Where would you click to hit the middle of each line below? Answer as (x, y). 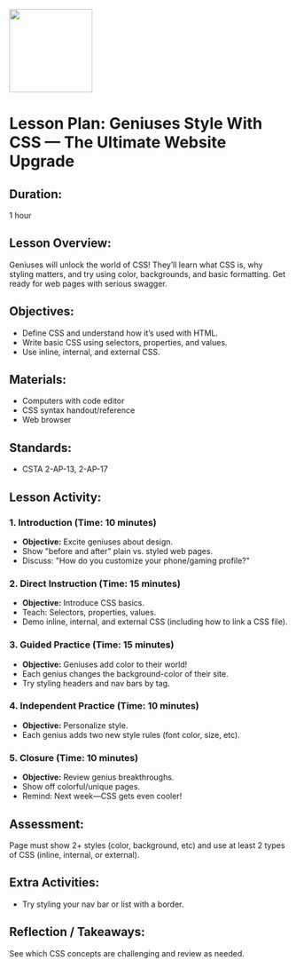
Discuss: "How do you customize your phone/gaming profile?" (136, 560)
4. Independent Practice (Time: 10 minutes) (104, 706)
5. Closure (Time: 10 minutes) (74, 758)
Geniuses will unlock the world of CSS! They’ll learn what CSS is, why (136, 265)
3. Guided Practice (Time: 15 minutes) (92, 645)
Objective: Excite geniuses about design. (97, 542)
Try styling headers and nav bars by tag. (96, 683)
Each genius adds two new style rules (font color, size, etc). (131, 734)
